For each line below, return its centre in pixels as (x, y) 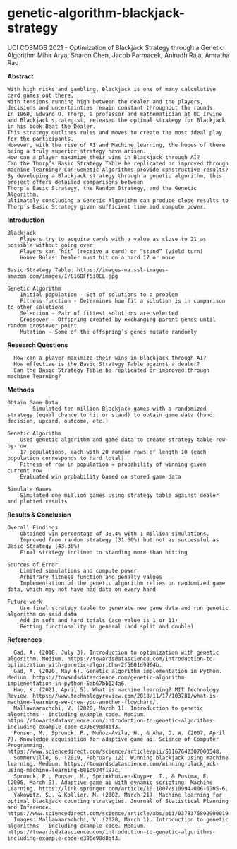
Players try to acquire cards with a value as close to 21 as (113, 239)
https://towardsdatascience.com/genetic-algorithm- (110, 677)
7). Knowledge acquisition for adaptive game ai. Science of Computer (113, 739)
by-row (17, 446)
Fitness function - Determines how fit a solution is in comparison (123, 301)
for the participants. (41, 139)
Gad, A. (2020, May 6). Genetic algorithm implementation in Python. (118, 671)
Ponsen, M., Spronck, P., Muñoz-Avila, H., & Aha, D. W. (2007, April (120, 733)
